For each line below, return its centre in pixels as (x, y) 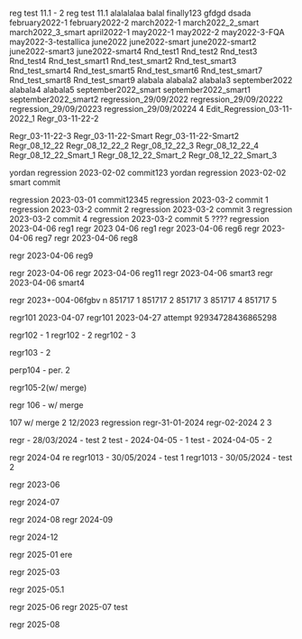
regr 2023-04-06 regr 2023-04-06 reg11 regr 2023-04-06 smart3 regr (141, 273)
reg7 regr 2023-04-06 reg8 (86, 238)
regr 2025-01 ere (41, 555)
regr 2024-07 (35, 502)
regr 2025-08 (35, 625)
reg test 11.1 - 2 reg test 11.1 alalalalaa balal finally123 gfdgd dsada (130, 13)
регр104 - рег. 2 (40, 370)
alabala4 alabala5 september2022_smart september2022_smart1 (130, 90)
